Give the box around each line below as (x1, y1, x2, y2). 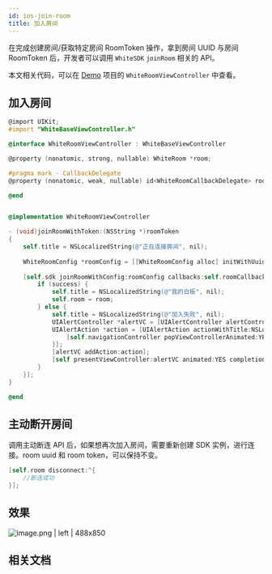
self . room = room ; (51, 296, 114, 304)
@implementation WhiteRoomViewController (8, 213, 151, 221)
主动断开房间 (8, 417, 73, 431)
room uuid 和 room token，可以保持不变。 (22, 450, 163, 460)
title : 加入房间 (8, 19, 58, 28)
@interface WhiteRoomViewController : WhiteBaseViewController (8, 140, 227, 148)
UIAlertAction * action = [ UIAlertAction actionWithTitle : (51, 325, 252, 334)
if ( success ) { (37, 280, 89, 288)
